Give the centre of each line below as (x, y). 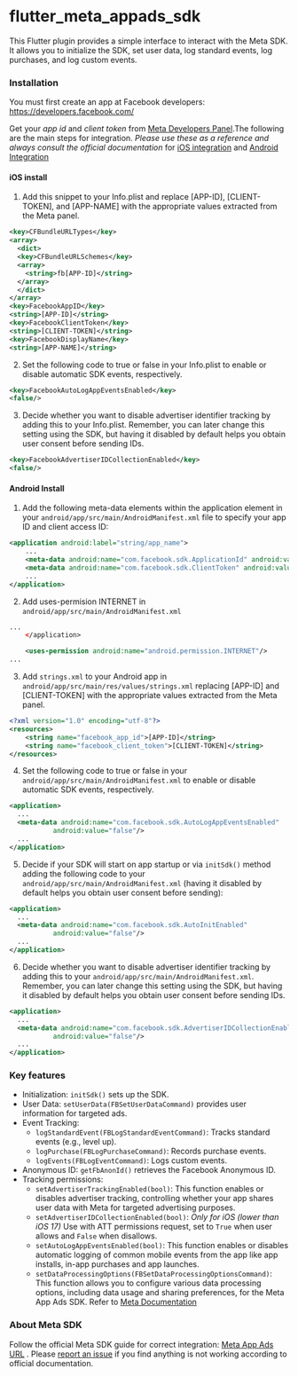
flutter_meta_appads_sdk (105, 16)
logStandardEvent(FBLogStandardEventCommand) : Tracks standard (153, 1132)
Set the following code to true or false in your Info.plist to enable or (144, 365)
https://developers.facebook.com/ (72, 112)
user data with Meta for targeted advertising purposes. (135, 1207)
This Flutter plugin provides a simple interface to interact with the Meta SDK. (149, 41)
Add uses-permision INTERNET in (84, 602)
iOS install (28, 177)
